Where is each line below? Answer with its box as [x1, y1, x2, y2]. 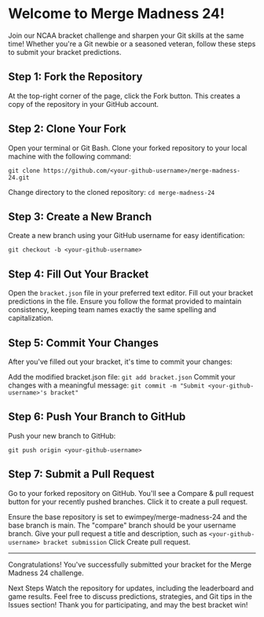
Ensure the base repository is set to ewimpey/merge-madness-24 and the [8, 512, 247, 521]
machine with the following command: [8, 151, 132, 161]
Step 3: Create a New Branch [8, 210, 152, 223]
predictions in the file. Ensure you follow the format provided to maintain [8, 296, 242, 307]
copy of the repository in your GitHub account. [8, 99, 159, 108]
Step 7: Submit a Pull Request [8, 468, 155, 481]
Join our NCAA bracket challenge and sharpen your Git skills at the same [8, 31, 244, 40]
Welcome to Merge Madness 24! [8, 5, 225, 23]
